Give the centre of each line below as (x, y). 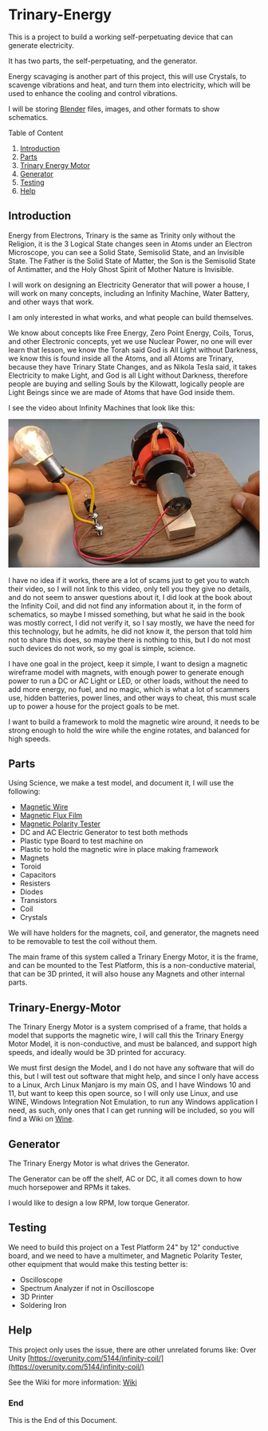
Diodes (32, 892)
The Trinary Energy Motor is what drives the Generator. (99, 1163)
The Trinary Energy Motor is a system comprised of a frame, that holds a (128, 1027)
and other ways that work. (51, 302)
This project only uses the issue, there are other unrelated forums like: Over (132, 1349)
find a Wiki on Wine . (41, 1119)
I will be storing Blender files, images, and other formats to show (114, 109)
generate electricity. (41, 45)
